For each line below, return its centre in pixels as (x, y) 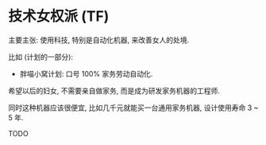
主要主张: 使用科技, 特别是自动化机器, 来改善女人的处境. (98, 40)
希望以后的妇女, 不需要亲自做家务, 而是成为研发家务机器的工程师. (114, 90)
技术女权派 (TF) (59, 16)
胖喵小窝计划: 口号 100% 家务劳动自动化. (86, 73)
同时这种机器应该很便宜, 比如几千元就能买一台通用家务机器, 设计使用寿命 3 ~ (133, 108)
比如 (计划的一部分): (41, 57)
